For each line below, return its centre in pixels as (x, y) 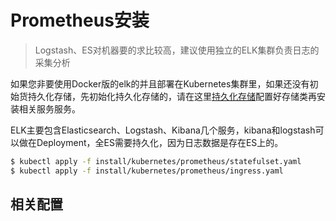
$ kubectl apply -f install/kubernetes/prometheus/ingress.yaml (147, 171)
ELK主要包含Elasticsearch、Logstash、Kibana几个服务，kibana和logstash (163, 130)
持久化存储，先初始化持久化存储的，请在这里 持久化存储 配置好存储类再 (172, 96)
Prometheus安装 (80, 20)
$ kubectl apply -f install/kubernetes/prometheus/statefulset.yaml (156, 161)
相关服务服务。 (49, 108)
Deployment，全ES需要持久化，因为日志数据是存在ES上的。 (160, 142)
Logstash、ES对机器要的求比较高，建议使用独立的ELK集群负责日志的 (177, 50)
